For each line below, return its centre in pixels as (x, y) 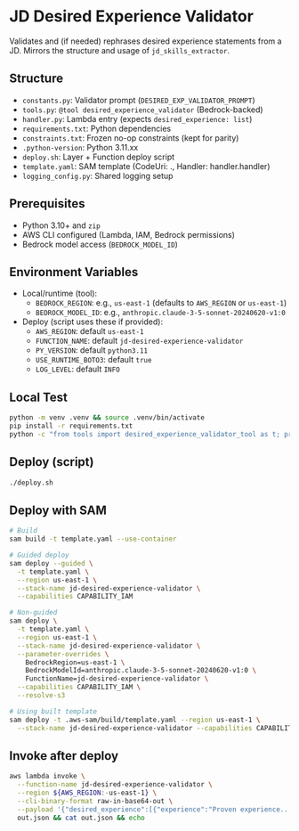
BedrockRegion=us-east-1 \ (75, 662)
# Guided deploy (39, 555)
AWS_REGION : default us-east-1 (89, 331)
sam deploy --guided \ (51, 563)
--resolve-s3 (41, 696)
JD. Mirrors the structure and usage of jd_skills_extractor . (119, 50)
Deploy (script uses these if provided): (92, 322)
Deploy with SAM (58, 510)
